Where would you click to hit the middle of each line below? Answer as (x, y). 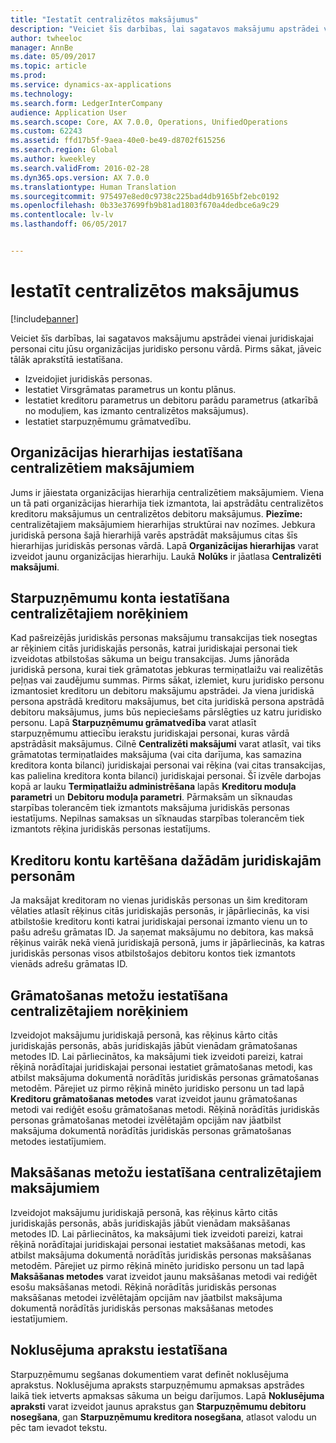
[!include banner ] (44, 318)
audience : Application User (69, 112)
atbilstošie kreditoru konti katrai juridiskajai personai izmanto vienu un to (159, 922)
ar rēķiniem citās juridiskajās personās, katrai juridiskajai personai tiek (154, 648)
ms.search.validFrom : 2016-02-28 (80, 168)
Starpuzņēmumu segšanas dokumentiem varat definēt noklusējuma (149, 1374)
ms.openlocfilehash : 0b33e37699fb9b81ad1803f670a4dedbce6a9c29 (145, 206)
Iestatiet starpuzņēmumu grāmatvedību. (108, 421)
